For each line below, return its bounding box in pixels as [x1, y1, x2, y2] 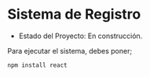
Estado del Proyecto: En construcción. [18, 31, 143, 40]
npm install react [7, 61, 68, 69]
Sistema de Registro [7, 5, 141, 23]
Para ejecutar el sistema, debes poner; [7, 46, 133, 55]
